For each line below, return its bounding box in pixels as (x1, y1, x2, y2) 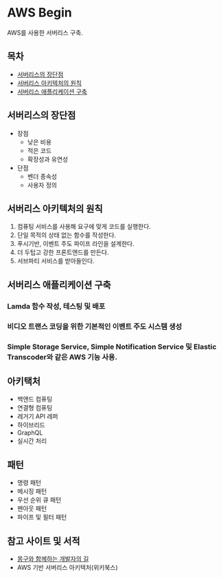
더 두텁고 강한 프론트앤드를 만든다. (16, 248, 109, 256)
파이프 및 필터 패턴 (16, 513, 67, 522)
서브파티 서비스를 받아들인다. (16, 257, 95, 265)
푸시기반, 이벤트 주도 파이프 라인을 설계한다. (16, 240, 135, 248)
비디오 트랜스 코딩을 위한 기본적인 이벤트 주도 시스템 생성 (7, 322, 183, 331)
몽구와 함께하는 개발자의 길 (16, 555, 89, 563)
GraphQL (16, 429, 43, 437)
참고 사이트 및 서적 (7, 535, 80, 547)
